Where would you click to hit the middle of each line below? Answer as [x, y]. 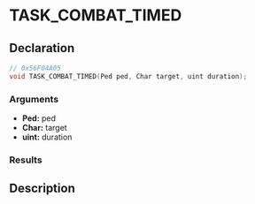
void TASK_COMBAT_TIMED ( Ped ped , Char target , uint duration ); [128, 76]
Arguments [34, 99]
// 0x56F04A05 [35, 68]
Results [26, 160]
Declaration [42, 48]
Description [42, 189]
